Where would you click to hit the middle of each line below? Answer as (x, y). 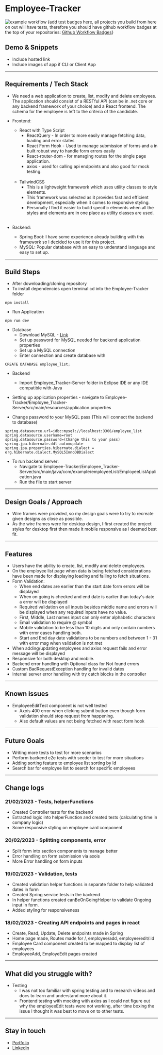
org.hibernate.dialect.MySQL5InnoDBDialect (50, 452)
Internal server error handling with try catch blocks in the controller (79, 674)
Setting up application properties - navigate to (58, 397)
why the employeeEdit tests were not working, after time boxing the (87, 1006)
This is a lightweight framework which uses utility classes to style (92, 187)
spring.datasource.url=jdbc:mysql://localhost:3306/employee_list (73, 431)
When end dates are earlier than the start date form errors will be (84, 586)
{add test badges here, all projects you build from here (102, 22)
